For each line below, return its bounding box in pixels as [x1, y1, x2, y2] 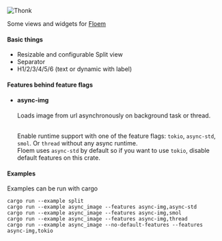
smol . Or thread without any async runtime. [16, 139, 138, 147]
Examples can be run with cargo [7, 184, 98, 193]
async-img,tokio [7, 227, 53, 235]
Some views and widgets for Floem [7, 20, 107, 27]
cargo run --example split [7, 198, 84, 205]
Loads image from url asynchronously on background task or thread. [16, 111, 211, 119]
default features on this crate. [16, 154, 101, 162]
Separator [16, 58, 46, 66]
